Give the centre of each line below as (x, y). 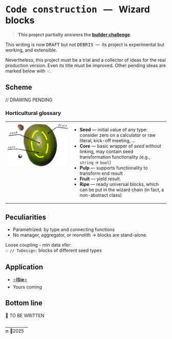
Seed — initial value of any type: (113, 129)
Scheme (19, 88)
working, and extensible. (31, 50)
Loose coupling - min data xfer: (38, 245)
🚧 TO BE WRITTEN (25, 315)
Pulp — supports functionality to (114, 167)
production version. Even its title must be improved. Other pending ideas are (86, 65)
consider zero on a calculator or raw (118, 135)
